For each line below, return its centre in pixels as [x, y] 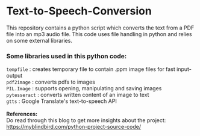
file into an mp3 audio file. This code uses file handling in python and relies [99, 34]
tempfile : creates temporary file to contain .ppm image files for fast [91, 69]
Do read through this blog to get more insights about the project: [86, 120]
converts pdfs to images [65, 82]
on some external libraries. [39, 40]
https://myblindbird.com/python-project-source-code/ [74, 127]
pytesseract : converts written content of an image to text [78, 95]
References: [22, 114]
